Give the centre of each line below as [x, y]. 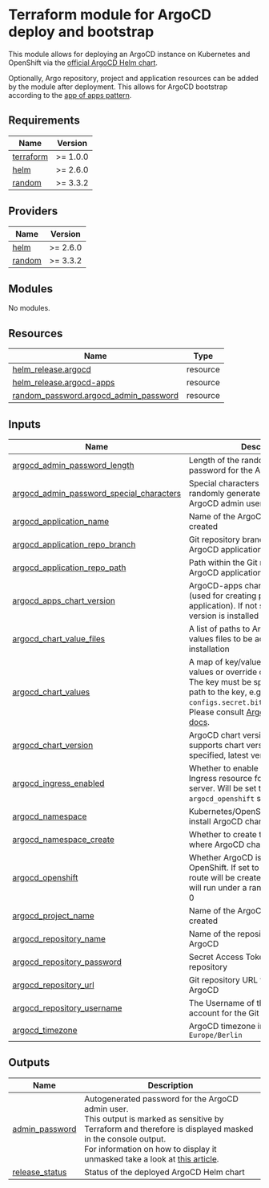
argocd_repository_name [59, 939]
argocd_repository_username [67, 1008]
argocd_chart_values [51, 692]
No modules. [29, 308]
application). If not [223, 606]
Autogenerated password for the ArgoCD [161, 1099]
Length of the [214, 460]
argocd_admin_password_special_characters [97, 493]
